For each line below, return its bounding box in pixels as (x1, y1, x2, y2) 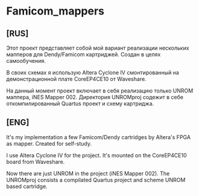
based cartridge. (6, 183, 48, 190)
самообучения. (6, 57, 46, 64)
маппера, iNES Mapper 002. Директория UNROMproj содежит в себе (6, 94, 184, 100)
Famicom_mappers (6, 4, 104, 18)
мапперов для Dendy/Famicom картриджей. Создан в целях (6, 51, 161, 58)
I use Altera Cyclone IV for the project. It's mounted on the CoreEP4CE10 (6, 151, 187, 158)
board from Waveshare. (6, 158, 65, 165)
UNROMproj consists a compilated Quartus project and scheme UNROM (6, 176, 186, 183)
